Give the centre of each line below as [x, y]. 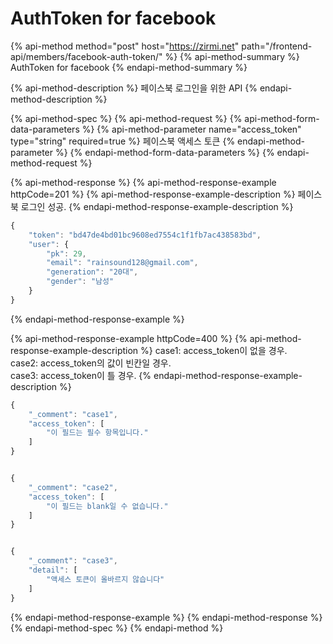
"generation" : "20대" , [92, 272]
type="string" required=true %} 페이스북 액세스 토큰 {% [123, 141]
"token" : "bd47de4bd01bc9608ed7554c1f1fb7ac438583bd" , [145, 235]
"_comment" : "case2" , [73, 487]
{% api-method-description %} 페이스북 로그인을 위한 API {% [134, 88]
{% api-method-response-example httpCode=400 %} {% [129, 338]
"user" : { [49, 244]
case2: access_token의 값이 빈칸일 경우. [91, 363]
